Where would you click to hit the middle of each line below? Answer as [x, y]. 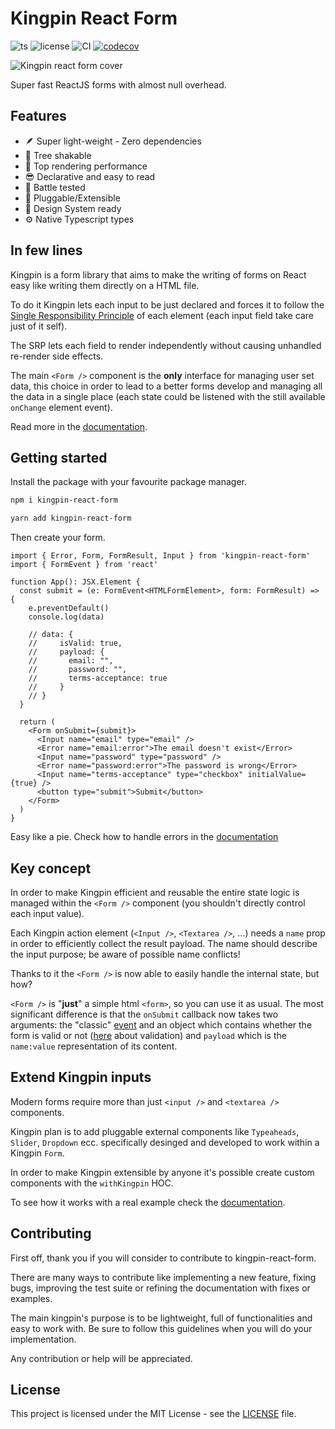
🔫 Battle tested [55, 187]
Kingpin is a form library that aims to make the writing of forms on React [158, 274]
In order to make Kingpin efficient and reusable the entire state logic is [155, 892]
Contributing [51, 1233]
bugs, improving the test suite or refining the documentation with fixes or [160, 1288]
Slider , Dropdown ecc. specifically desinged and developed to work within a [165, 1142]
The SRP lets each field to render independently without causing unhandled [166, 345]
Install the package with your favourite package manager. [128, 482]
